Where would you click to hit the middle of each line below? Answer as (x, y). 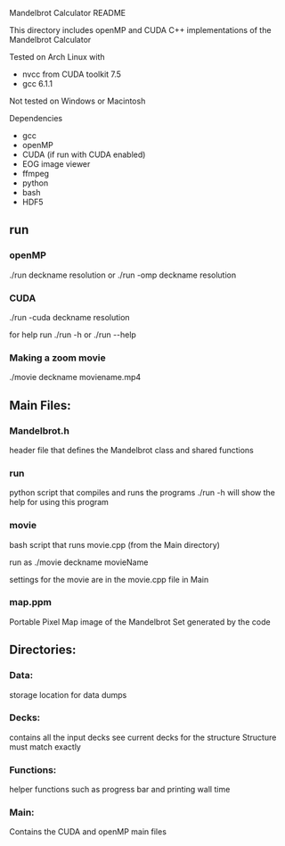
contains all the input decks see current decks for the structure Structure (143, 737)
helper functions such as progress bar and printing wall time (120, 790)
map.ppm (30, 602)
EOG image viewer (56, 164)
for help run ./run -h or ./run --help (73, 335)
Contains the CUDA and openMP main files (88, 832)
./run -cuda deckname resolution (70, 317)
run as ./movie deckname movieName (79, 562)
